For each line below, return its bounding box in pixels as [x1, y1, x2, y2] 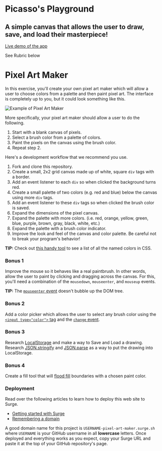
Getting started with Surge [12, 411, 65, 417]
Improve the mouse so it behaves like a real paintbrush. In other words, [5, 268, 147, 274]
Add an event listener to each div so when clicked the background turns [12, 179, 156, 185]
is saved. [12, 205, 30, 211]
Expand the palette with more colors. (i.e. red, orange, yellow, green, [12, 215, 148, 221]
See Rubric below [5, 52, 40, 58]
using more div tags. [12, 194, 54, 200]
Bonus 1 [5, 257, 24, 264]
